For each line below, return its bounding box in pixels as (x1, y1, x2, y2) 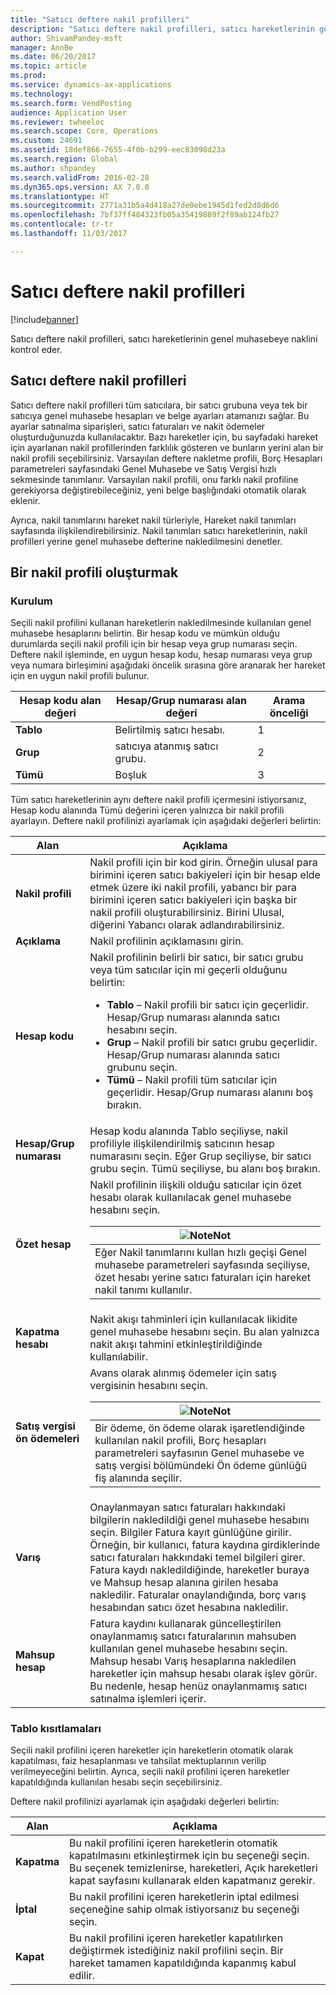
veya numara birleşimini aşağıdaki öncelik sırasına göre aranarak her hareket (10, 659, 326, 671)
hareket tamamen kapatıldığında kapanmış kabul (69, 1956, 297, 1970)
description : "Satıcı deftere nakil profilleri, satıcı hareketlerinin (10, 24, 315, 34)
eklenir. (10, 494, 41, 506)
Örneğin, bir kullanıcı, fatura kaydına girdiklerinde (89, 1538, 321, 1552)
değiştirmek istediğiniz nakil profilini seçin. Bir (69, 1944, 284, 1958)
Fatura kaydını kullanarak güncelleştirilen (89, 1617, 282, 1631)
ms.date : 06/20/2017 (10, 52, 97, 62)
